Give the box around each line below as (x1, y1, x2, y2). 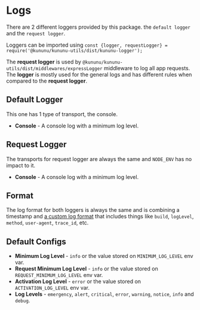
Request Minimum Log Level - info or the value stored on (14, 265, 158, 272)
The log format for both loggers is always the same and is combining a (6, 206, 180, 214)
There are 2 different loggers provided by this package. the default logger (6, 23, 191, 31)
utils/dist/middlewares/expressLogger (6, 65, 103, 72)
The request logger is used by (6, 58, 82, 65)
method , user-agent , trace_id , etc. (6, 219, 89, 226)
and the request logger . (6, 29, 66, 37)
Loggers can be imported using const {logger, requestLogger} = (6, 41, 168, 48)
